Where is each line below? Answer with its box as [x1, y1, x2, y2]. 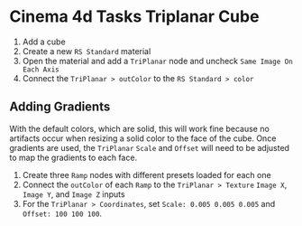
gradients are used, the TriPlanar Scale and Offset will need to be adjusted [9, 142, 290, 153]
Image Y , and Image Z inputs [22, 188, 125, 200]
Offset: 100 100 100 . [22, 208, 102, 219]
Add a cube [22, 36, 66, 47]
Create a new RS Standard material [22, 45, 151, 56]
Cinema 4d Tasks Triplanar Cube [9, 6, 260, 27]
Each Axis [22, 65, 60, 74]
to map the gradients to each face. [9, 152, 138, 163]
